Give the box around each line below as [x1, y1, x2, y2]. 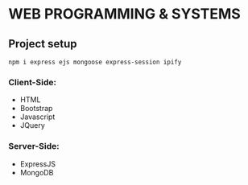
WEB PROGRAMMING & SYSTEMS [8, 5, 242, 23]
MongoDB [19, 167, 54, 177]
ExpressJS [19, 158, 56, 169]
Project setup [8, 37, 78, 51]
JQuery [19, 121, 46, 130]
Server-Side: [8, 141, 60, 152]
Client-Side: [8, 76, 56, 88]
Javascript [19, 112, 56, 121]
